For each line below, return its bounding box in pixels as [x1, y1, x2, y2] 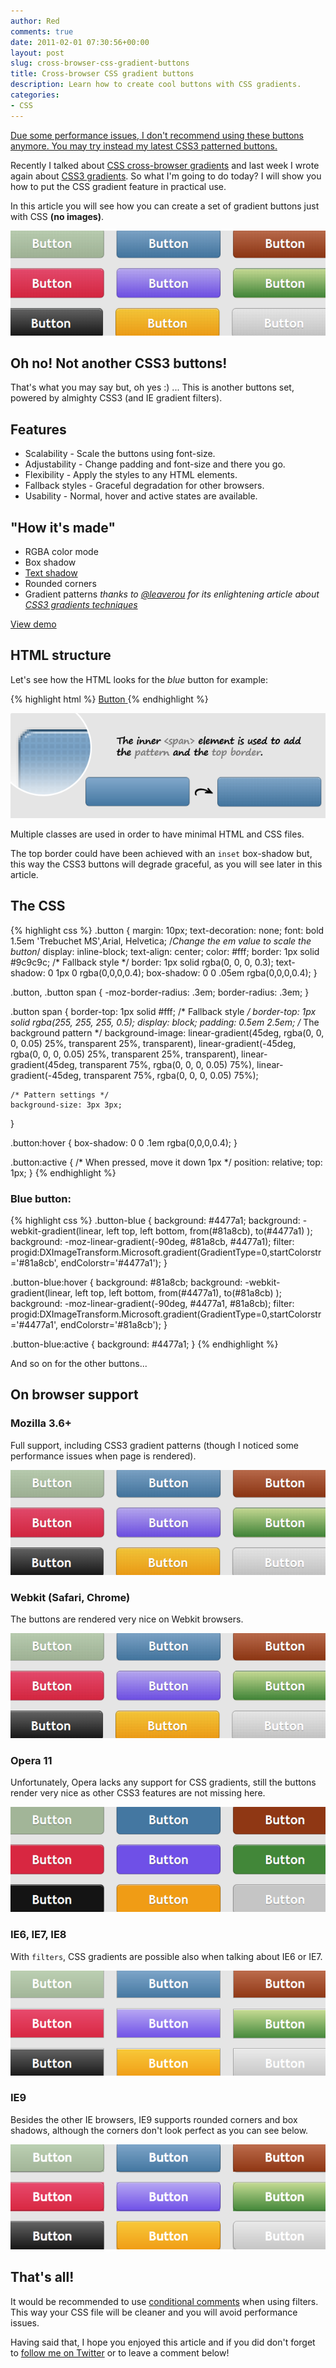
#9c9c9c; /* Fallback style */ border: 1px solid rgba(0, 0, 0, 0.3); [10, 956, 274, 968]
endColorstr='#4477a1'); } [60, 1256, 168, 1269]
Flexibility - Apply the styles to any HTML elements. [24, 469, 238, 481]
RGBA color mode [24, 546, 99, 558]
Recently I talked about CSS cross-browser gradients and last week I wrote [10, 159, 320, 171]
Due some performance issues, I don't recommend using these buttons [10, 129, 304, 141]
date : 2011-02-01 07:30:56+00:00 [10, 37, 150, 47]
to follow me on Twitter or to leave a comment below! [10, 2346, 230, 2359]
